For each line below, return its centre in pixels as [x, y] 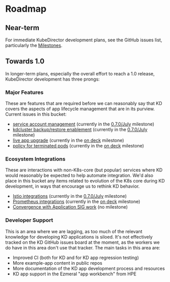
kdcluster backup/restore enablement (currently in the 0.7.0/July [80, 130]
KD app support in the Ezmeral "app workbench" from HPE [74, 274]
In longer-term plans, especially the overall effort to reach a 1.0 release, [80, 73]
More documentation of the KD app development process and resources [89, 268]
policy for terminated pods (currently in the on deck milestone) [78, 146]
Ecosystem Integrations [35, 159]
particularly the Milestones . [34, 45]
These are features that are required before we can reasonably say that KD [84, 104]
